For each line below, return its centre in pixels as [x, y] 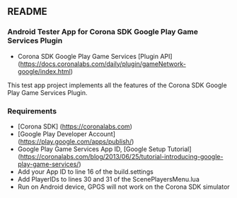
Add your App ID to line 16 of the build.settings [85, 171]
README [27, 12]
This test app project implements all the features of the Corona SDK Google [117, 85]
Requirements [32, 111]
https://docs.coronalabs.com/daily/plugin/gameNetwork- [103, 64]
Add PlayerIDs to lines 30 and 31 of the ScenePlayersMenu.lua [108, 179]
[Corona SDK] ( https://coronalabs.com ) [75, 126]
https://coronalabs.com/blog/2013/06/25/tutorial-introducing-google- [122, 156]
